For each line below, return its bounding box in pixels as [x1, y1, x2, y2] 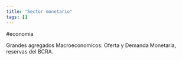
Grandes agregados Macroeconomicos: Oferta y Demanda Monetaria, [6, 42, 176, 49]
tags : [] [6, 14, 28, 20]
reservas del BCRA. [6, 48, 54, 55]
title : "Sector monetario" [6, 8, 73, 15]
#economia [6, 30, 34, 37]
